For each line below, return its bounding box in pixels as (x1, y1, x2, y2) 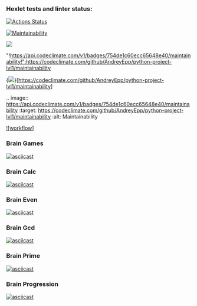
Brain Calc (6, 167, 37, 176)
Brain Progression (6, 279, 59, 288)
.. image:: (6, 94, 29, 101)
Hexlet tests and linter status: (6, 5, 93, 13)
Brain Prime (6, 252, 40, 260)
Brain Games (6, 139, 44, 147)
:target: (19, 107, 37, 114)
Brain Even (6, 195, 38, 203)
